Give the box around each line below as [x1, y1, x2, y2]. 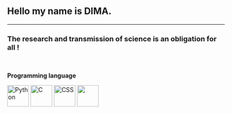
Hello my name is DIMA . [7, 5, 112, 17]
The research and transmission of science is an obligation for [7, 34, 217, 43]
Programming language [7, 71, 77, 80]
